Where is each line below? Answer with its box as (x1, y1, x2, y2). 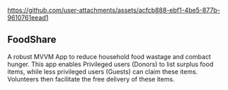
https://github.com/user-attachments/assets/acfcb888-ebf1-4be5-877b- (7, 6, 221, 14)
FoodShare (7, 34, 57, 46)
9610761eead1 (7, 13, 49, 22)
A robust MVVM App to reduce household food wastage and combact (7, 52, 211, 60)
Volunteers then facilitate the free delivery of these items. (7, 75, 175, 83)
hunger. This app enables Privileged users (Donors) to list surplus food (7, 60, 214, 68)
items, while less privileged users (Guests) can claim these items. (7, 67, 198, 76)
